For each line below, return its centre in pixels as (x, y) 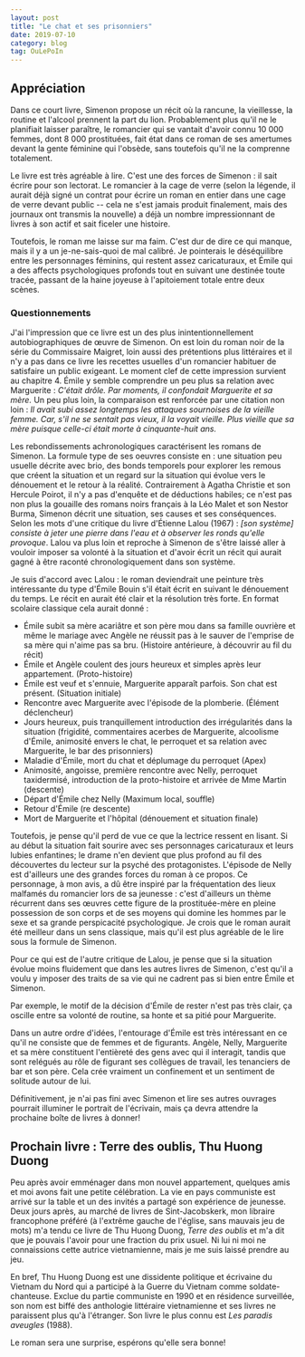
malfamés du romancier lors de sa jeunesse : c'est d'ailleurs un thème (141, 894)
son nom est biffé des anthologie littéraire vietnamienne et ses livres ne (143, 1306)
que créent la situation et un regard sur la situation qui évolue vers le (138, 476)
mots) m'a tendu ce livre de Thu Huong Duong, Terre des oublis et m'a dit (148, 1231)
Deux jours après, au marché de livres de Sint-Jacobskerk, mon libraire (143, 1211)
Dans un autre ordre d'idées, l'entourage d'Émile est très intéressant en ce (149, 1033)
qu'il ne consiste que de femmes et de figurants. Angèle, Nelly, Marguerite (149, 1043)
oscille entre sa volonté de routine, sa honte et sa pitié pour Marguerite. (143, 1015)
